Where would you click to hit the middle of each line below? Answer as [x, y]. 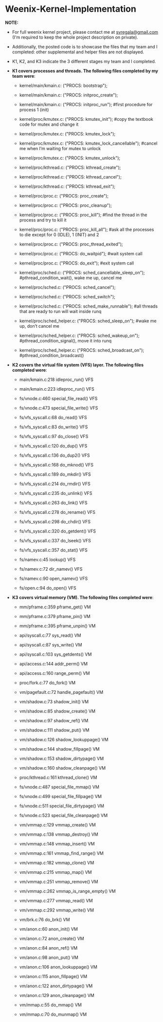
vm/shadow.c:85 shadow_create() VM [57, 711]
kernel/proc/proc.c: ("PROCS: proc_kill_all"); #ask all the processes [87, 229]
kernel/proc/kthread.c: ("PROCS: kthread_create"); [70, 167]
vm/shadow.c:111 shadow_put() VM [54, 730]
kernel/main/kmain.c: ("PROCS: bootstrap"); [63, 85]
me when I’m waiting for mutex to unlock [60, 148]
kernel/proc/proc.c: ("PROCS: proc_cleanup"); [65, 205]
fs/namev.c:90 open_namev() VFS [54, 578]
